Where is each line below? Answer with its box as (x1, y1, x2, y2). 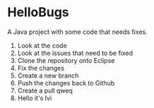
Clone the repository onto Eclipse (17, 56, 115, 64)
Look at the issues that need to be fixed (17, 49, 133, 57)
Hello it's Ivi (17, 93, 52, 102)
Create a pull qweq (17, 86, 73, 95)
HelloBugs (7, 4, 69, 20)
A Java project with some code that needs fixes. (7, 28, 148, 36)
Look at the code (17, 41, 67, 49)
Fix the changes (17, 64, 65, 72)
